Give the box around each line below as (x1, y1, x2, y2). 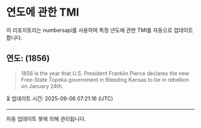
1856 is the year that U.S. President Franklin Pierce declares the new (20, 70, 190, 77)
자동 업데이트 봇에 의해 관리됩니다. (6, 115, 86, 122)
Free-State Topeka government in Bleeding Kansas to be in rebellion (20, 76, 190, 83)
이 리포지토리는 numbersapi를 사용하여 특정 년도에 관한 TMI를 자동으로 (6, 26, 173, 34)
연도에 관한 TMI (6, 5, 80, 19)
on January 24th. (20, 82, 64, 90)
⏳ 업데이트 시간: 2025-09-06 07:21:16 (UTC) (6, 94, 114, 102)
